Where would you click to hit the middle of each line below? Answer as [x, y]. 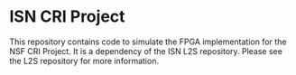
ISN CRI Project [67, 17]
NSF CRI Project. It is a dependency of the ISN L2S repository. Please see [146, 51]
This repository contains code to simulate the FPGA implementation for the [148, 42]
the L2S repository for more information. [84, 61]
